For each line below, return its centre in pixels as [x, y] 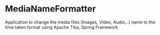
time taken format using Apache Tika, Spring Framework [62, 27]
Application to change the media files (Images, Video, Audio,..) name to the [80, 22]
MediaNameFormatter [51, 9]
